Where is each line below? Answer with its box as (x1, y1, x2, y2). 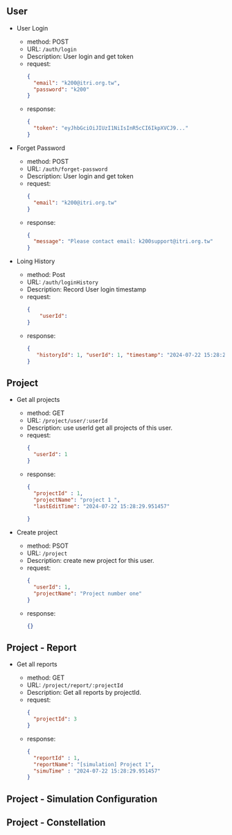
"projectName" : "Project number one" (33, 590, 143, 597)
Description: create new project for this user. (26, 557, 154, 565)
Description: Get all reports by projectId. (26, 689, 141, 697)
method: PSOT (26, 541, 69, 550)
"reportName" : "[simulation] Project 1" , (33, 761, 155, 768)
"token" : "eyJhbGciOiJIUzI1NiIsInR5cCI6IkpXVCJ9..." (33, 125, 188, 132)
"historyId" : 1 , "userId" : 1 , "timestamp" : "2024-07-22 (36, 351, 202, 358)
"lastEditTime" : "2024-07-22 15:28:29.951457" (33, 503, 170, 509)
